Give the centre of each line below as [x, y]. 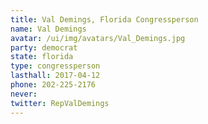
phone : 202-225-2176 [53, 85]
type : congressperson [55, 66]
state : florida [42, 57]
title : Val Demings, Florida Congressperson [104, 19]
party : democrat [44, 47]
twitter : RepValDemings [60, 103]
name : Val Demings [48, 29]
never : [24, 94]
